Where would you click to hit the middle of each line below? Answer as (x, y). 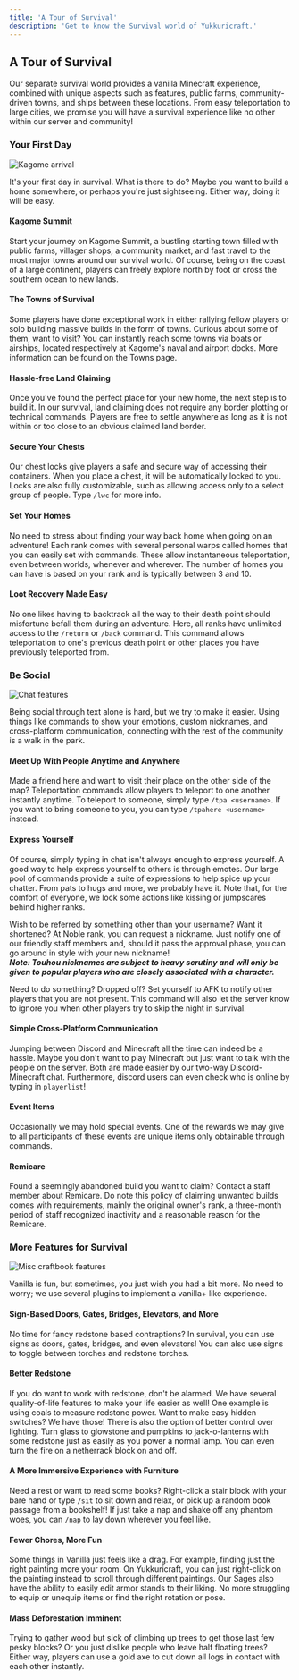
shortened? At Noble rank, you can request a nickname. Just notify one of (145, 933)
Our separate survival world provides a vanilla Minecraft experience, (135, 84)
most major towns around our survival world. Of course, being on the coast (147, 259)
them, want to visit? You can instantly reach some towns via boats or (135, 339)
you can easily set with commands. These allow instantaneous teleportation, (150, 555)
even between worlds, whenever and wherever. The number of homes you (146, 564)
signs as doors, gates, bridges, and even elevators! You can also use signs (146, 1344)
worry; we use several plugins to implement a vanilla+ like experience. (138, 1294)
